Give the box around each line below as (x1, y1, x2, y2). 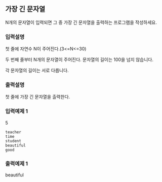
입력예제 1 (5, 108, 28, 115)
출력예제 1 (5, 160, 28, 167)
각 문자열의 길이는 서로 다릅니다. (5, 68, 69, 74)
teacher (5, 129, 22, 135)
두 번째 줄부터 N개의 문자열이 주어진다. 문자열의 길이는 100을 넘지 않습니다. (5, 56, 153, 63)
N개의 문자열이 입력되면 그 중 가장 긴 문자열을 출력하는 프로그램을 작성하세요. (5, 19, 157, 25)
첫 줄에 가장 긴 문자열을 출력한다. (5, 94, 70, 100)
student (5, 138, 22, 143)
